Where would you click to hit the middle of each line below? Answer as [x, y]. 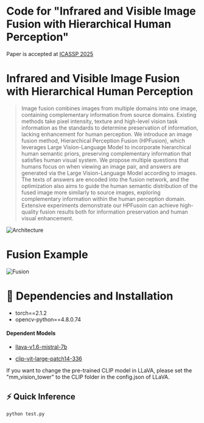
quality [30, 212]
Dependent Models [31, 334]
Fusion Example [47, 255]
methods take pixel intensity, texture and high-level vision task [99, 121]
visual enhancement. [47, 218]
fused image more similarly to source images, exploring [91, 192]
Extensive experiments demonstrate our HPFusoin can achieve [100, 205]
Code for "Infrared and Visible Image [101, 11]
